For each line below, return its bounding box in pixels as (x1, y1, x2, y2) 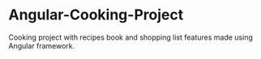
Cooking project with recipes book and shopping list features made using (8, 32, 253, 42)
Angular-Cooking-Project (8, 6, 184, 24)
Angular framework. (8, 40, 75, 50)
